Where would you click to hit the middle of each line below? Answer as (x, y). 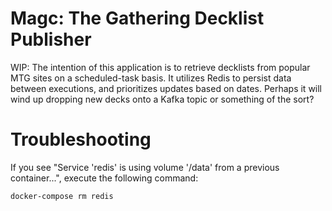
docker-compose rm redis (62, 196)
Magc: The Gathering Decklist (137, 18)
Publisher (51, 39)
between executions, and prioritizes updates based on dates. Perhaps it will (166, 88)
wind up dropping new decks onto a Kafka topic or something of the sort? (162, 99)
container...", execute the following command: (104, 178)
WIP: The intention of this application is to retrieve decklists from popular (160, 67)
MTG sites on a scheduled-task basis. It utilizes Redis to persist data (151, 78)
